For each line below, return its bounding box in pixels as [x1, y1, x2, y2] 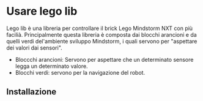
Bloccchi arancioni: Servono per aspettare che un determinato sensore [15, 56, 194, 63]
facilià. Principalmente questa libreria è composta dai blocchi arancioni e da [6, 31, 197, 38]
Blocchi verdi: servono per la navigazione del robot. [15, 69, 146, 76]
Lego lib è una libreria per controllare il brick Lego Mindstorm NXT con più [6, 24, 193, 32]
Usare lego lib [6, 4, 78, 18]
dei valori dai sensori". [6, 44, 62, 51]
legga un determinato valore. [15, 62, 88, 70]
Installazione [6, 87, 57, 97]
